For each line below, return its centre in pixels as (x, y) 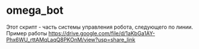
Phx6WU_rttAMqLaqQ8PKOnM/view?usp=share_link (71, 39)
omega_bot (35, 10)
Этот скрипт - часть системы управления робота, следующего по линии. (99, 27)
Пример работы (27, 33)
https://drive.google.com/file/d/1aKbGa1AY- (102, 33)
